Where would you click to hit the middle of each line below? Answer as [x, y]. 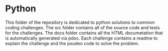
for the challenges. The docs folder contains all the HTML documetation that [84, 33]
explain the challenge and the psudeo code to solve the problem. [72, 43]
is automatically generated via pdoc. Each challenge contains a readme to [81, 38]
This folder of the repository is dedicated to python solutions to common [80, 22]
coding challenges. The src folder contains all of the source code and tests [82, 27]
